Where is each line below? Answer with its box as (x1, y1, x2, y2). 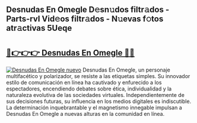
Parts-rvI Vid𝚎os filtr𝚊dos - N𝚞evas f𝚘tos (6, 14, 164, 24)
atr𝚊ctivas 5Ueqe (6, 23, 72, 33)
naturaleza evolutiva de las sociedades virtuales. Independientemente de (6, 92, 185, 98)
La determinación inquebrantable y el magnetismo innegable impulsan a (6, 104, 182, 111)
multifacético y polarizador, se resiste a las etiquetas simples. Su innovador (6, 73, 190, 79)
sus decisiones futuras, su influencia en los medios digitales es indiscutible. (6, 98, 192, 105)
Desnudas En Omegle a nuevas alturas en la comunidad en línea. (6, 111, 165, 117)
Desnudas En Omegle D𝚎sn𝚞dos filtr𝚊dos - (6, 5, 170, 15)
